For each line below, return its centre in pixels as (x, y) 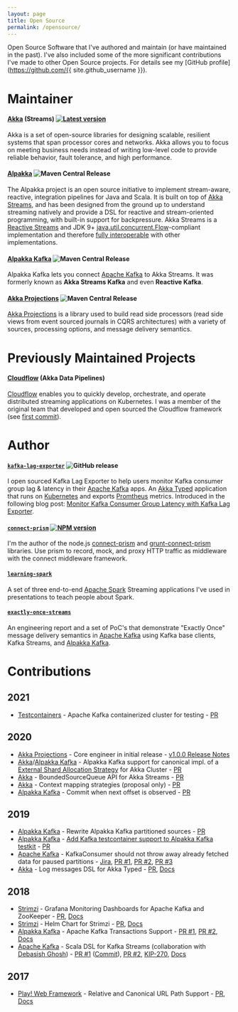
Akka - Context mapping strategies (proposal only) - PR (99, 784)
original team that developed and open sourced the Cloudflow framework (115, 409)
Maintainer (40, 98)
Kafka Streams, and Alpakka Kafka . (59, 643)
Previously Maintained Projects (102, 358)
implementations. (33, 242)
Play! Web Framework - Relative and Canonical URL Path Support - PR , (121, 994)
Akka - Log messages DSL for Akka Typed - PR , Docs (96, 869)
